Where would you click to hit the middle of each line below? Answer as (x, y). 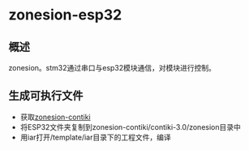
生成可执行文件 (46, 96)
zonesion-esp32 (65, 15)
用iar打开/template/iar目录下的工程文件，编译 (96, 137)
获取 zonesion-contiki (55, 117)
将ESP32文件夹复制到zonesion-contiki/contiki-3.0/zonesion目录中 (130, 126)
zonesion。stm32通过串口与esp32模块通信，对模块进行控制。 (112, 68)
